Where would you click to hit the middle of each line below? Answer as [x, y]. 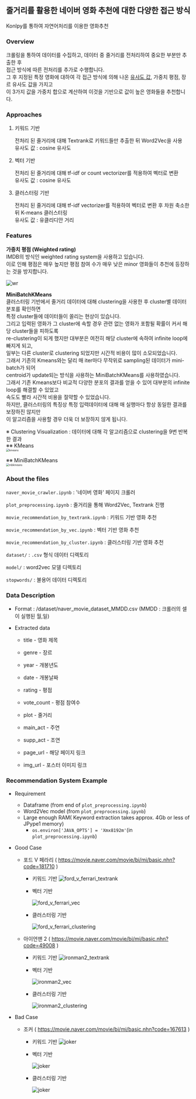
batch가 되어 [21, 368]
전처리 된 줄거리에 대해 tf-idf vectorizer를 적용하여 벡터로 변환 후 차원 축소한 [102, 205]
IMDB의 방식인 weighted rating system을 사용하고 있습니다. [75, 256]
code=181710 [39, 866]
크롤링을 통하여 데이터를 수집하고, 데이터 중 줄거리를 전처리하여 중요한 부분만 [94, 55]
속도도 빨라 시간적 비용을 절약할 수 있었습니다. [59, 397]
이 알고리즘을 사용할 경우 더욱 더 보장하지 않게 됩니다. [67, 419]
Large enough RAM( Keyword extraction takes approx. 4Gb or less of [106, 817]
